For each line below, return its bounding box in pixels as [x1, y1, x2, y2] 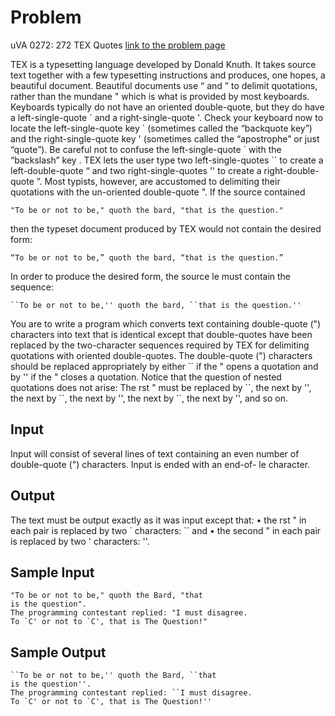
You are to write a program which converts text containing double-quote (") [10, 317, 322, 330]
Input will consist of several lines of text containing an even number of [10, 447, 300, 460]
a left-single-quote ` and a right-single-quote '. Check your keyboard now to [10, 111, 324, 123]
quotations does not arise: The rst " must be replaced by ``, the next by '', [10, 381, 312, 393]
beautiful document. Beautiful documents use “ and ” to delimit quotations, [10, 79, 318, 91]
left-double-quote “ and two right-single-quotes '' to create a [10, 164, 262, 176]
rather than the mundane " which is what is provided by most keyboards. [10, 90, 310, 102]
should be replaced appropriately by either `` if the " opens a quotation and [10, 360, 319, 372]
